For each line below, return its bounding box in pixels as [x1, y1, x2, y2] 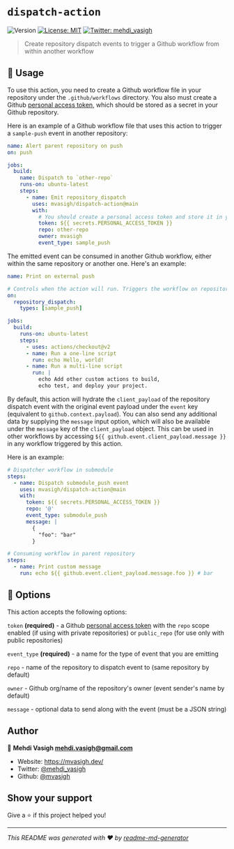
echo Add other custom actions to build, [38, 376, 160, 383]
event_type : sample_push [38, 239, 111, 246]
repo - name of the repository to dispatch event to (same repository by [7, 663, 210, 671]
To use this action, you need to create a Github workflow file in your [7, 86, 202, 94]
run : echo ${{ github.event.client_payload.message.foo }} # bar [19, 570, 214, 577]
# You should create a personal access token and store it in [38, 213, 223, 220]
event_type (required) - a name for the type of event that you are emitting [7, 649, 219, 658]
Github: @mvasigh [17, 772, 71, 780]
